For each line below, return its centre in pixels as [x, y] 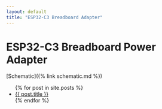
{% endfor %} [32, 101]
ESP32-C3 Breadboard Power [81, 47]
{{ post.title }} [32, 94]
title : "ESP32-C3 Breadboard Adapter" [54, 17]
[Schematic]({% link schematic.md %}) [54, 76]
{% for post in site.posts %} [49, 88]
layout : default [26, 12]
